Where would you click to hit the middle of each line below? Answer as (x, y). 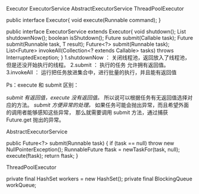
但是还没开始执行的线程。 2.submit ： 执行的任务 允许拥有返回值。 (88, 65)
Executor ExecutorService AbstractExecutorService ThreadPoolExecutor (95, 9)
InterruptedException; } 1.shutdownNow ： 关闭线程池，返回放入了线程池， (98, 58)
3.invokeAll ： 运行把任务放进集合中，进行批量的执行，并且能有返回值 (91, 72)
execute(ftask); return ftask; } (42, 156)
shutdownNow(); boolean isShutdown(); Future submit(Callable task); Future (100, 38)
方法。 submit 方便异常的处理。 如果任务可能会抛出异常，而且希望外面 (103, 105)
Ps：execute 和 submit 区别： (43, 85)
